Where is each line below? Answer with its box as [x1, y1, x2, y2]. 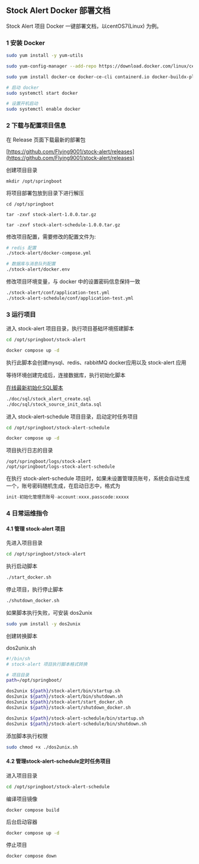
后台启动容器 [6, 818, 37, 825]
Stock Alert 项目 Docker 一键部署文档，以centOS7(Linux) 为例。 [6, 23, 162, 30]
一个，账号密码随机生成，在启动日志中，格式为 [6, 482, 120, 490]
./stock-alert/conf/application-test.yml [6, 290, 110, 296]
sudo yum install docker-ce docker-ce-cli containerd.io [6, 73, 150, 80]
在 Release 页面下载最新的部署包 [6, 136, 86, 143]
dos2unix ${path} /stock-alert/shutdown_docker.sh [6, 704, 131, 711]
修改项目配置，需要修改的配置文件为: [6, 233, 97, 240]
